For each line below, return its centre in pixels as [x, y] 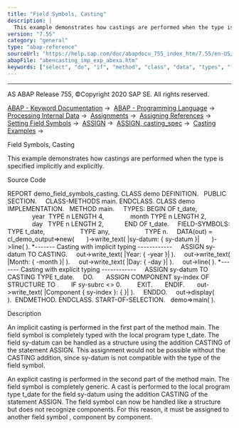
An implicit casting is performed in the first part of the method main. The [113, 327]
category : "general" [38, 41]
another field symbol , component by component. [80, 417]
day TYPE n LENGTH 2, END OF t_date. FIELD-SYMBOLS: [131, 224]
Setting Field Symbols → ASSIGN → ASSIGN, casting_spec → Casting [112, 123]
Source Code [27, 180]
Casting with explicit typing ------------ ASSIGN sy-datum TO [114, 269]
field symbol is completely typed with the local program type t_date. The [113, 335]
